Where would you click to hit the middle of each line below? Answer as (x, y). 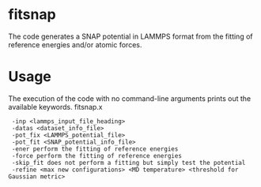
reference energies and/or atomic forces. (75, 44)
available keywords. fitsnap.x (55, 107)
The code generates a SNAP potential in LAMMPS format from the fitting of (130, 36)
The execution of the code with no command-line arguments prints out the (130, 98)
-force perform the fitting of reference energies (96, 155)
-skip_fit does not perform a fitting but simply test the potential (129, 163)
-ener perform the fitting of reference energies (95, 149)
